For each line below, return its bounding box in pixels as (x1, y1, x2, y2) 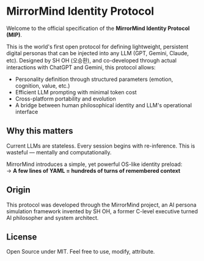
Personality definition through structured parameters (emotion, (15, 75, 173, 83)
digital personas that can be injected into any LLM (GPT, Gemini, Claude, (6, 49, 189, 56)
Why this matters (6, 126, 73, 136)
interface (15, 108, 38, 115)
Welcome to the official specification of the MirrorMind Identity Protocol (6, 25, 190, 32)
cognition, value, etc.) (15, 81, 70, 89)
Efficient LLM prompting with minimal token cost (15, 88, 137, 96)
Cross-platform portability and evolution (15, 95, 116, 102)
